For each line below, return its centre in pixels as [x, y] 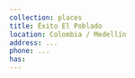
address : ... [34, 43]
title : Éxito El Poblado [56, 26]
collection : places [46, 17]
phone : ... [30, 51]
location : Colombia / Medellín [68, 34]
